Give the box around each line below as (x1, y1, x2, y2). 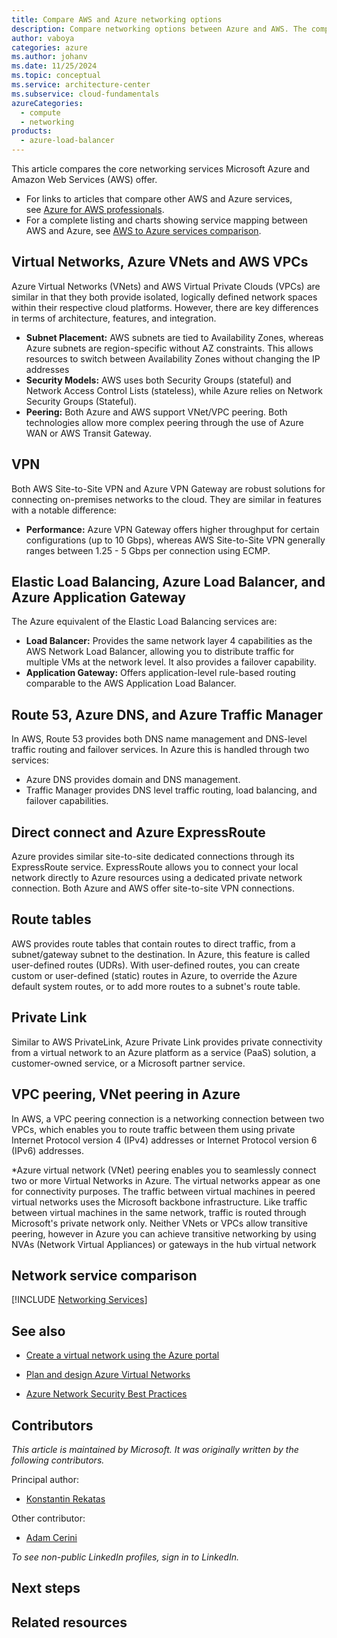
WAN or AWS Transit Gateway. (25, 427, 153, 439)
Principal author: (11, 1473, 79, 1485)
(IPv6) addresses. (11, 1144, 84, 1156)
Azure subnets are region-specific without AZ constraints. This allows (25, 342, 314, 354)
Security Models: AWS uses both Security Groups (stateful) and (25, 374, 292, 386)
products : (11, 126, 53, 136)
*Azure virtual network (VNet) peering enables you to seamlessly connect (11, 1164, 317, 1176)
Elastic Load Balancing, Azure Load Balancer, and (11, 574, 326, 591)
